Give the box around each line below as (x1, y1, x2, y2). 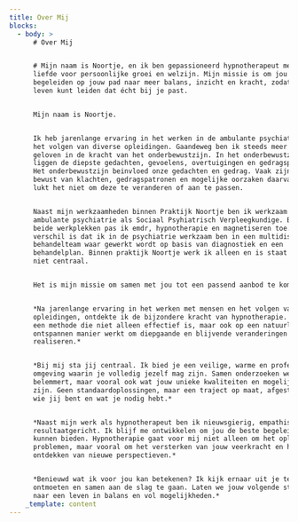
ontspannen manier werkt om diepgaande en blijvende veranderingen (32, 329, 288, 338)
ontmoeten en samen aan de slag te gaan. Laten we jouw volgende (32, 483, 279, 492)
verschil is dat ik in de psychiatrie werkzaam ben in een (32, 232, 255, 241)
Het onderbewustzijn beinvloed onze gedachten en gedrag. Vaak (32, 167, 272, 176)
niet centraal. (32, 257, 90, 266)
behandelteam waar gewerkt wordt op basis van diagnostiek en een (32, 241, 284, 249)
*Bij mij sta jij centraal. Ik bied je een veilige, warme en (32, 361, 268, 370)
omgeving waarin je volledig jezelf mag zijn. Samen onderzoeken (32, 369, 279, 378)
